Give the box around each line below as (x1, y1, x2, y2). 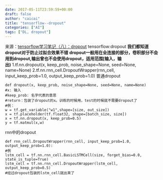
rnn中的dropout (5, 130, 36, 135)
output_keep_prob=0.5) (5, 165, 51, 170)
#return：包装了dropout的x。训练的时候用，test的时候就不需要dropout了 (5, 98, 137, 103)
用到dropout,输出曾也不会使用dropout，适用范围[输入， (5, 56, 118, 61)
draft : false (5, 12, 32, 16)
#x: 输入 (5, 88, 21, 93)
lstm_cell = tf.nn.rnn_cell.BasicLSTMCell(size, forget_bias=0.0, (5, 153, 142, 158)
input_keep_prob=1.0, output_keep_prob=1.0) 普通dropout (5, 73, 121, 79)
